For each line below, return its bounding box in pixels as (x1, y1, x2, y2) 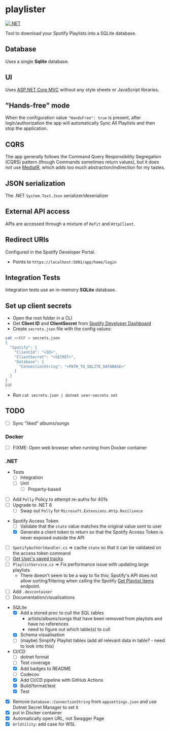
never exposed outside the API (20, 534, 85, 541)
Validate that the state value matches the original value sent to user (20, 523, 162, 529)
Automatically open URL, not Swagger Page (12, 715, 105, 721)
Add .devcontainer (12, 588, 52, 595)
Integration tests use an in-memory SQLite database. (5, 287, 117, 293)
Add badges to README (20, 666, 71, 672)
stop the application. (5, 125, 48, 131)
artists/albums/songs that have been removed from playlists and (27, 615, 162, 622)
